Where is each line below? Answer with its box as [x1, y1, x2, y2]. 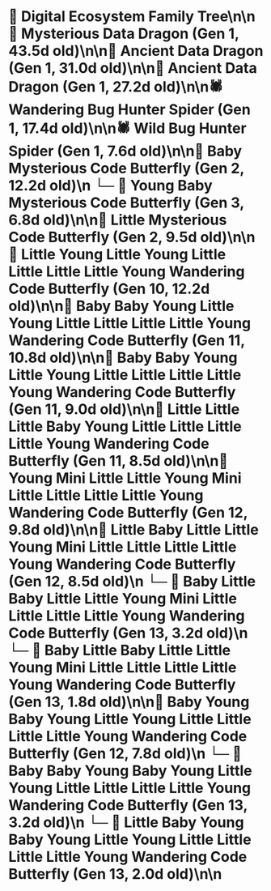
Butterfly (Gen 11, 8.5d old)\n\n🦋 [8, 452, 229, 471]
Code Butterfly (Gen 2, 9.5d [8, 228, 197, 246]
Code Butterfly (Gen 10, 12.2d [8, 279, 210, 298]
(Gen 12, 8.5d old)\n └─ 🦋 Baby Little [8, 573, 256, 590]
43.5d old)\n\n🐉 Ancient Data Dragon [8, 42, 264, 60]
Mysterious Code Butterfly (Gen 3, [8, 194, 244, 212]
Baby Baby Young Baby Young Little [8, 761, 252, 780]
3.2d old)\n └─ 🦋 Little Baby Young [8, 813, 244, 832]
